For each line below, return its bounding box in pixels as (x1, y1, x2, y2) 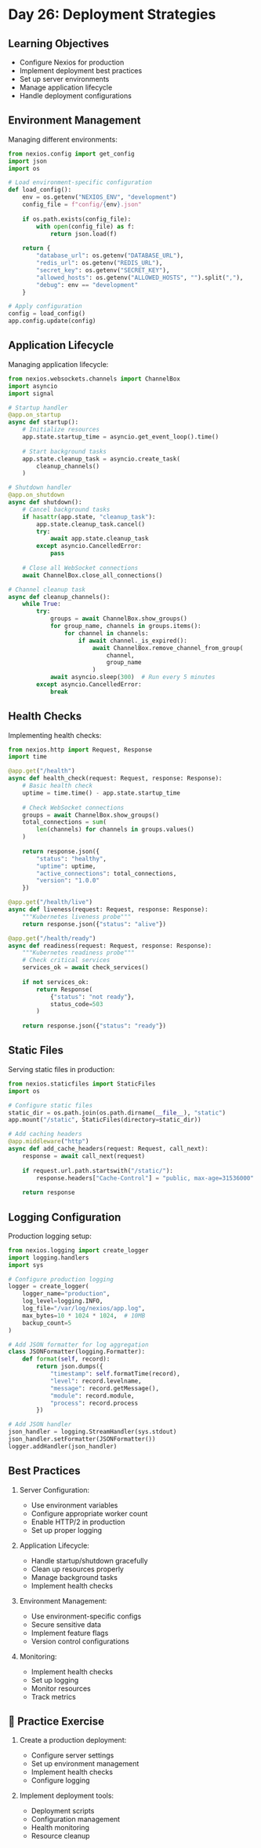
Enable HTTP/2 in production (31, 1517, 125, 1527)
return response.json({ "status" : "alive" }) (22, 920, 167, 928)
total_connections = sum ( (22, 818, 107, 826)
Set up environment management (31, 1759, 140, 1769)
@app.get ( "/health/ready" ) (8, 934, 96, 942)
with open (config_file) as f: (36, 222, 135, 230)
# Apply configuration (8, 303, 82, 310)
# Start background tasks (22, 447, 107, 455)
